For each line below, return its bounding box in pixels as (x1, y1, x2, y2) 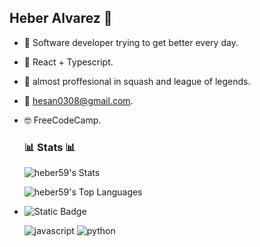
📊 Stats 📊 (23, 140, 76, 154)
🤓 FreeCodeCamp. (23, 114, 102, 126)
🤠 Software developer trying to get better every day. (23, 36, 239, 48)
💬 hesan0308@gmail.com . (23, 94, 134, 106)
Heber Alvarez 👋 (9, 10, 113, 27)
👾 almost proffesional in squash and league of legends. (23, 75, 251, 87)
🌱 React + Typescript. (23, 56, 114, 68)
